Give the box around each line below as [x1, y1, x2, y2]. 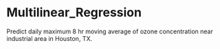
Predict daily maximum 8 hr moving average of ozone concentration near [6, 27, 214, 35]
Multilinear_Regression [6, 5, 142, 20]
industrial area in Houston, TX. [6, 34, 93, 42]
